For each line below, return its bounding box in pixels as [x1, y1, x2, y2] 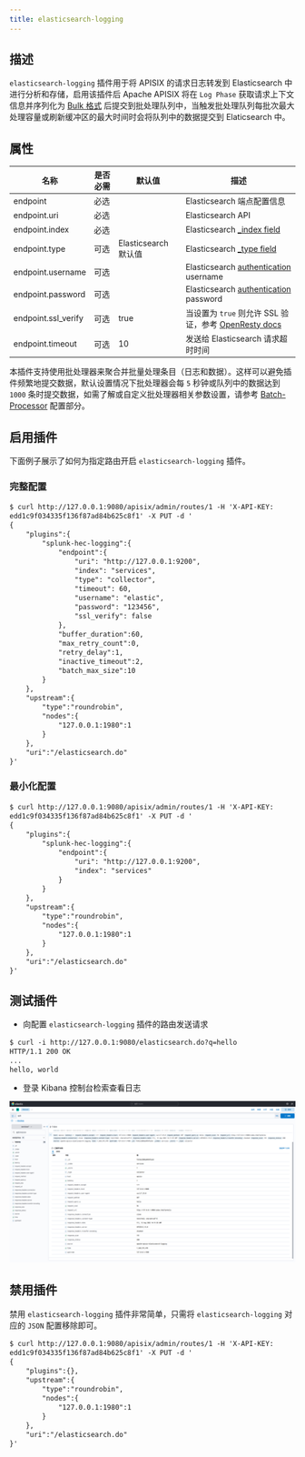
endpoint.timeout [13, 338, 77, 349]
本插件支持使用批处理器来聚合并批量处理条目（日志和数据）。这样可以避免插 [9, 367, 292, 377]
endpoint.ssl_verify [13, 313, 84, 323]
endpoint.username [13, 266, 86, 277]
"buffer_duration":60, [57, 630, 144, 639]
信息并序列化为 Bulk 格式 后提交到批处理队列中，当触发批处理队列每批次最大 [9, 100, 295, 111]
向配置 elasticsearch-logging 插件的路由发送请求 [22, 1019, 209, 1030]
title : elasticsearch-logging [9, 15, 124, 24]
